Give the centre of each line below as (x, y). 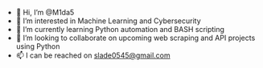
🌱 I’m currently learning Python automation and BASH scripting (120, 29)
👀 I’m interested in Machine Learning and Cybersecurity (108, 21)
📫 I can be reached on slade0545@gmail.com (93, 55)
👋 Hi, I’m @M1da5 (45, 12)
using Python (38, 46)
